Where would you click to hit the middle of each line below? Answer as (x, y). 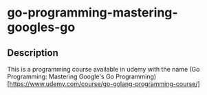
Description (33, 53)
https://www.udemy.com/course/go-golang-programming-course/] (105, 84)
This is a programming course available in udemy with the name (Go (103, 69)
